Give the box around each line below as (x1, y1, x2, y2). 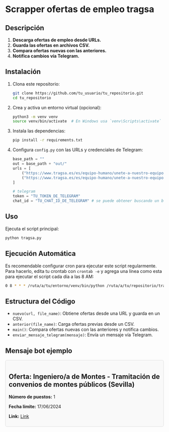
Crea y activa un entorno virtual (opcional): (12, 104, 102, 110)
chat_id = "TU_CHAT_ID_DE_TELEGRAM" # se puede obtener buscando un (12, 198, 159, 203)
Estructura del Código (5, 297, 75, 306)
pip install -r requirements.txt (12, 137, 83, 143)
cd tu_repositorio (12, 95, 51, 100)
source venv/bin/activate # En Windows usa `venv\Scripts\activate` (12, 119, 162, 124)
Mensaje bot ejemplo (5, 346, 72, 355)
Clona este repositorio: (12, 81, 60, 87)
